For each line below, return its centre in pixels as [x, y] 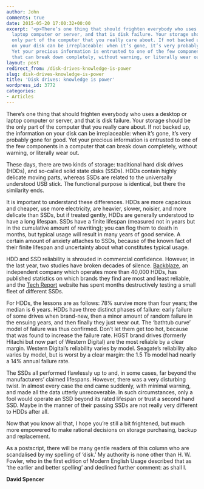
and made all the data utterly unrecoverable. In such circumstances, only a [100, 392]
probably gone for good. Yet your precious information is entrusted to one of [102, 140]
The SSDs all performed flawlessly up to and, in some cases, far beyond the [101, 373]
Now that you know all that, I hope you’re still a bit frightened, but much [96, 423]
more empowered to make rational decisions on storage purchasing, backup [102, 429]
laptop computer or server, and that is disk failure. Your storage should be [99, 120]
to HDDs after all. [28, 411]
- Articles [20, 97]
